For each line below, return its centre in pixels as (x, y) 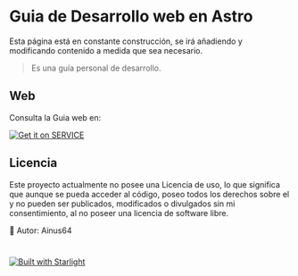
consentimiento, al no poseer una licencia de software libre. (119, 213)
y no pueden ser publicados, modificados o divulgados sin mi (122, 204)
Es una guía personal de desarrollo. (96, 68)
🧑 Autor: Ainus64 (41, 230)
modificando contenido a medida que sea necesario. (106, 50)
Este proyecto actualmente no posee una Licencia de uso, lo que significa (145, 184)
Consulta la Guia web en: (55, 117)
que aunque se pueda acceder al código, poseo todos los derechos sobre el (149, 194)
